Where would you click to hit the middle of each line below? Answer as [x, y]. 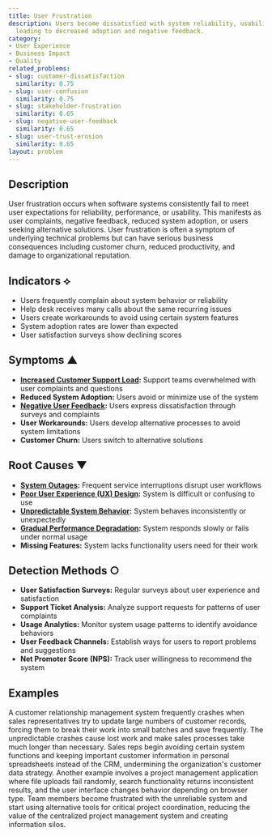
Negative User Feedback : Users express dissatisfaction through [128, 405]
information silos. [37, 825]
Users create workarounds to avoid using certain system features [129, 318]
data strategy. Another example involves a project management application [134, 773]
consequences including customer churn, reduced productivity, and [122, 247]
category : [25, 38]
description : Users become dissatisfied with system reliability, [123, 23]
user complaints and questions [71, 388]
